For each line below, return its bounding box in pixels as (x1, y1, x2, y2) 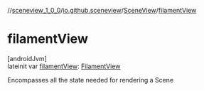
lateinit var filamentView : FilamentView (7, 62, 121, 70)
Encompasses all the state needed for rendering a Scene (7, 75, 174, 84)
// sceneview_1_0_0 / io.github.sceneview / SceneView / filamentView (7, 6, 197, 14)
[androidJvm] (7, 54, 48, 63)
